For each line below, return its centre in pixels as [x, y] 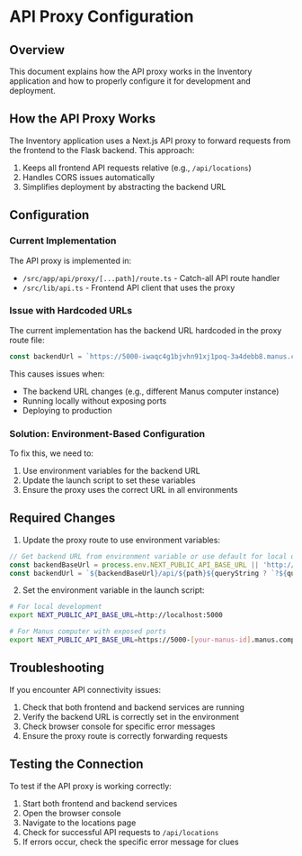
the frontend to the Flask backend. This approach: [102, 150]
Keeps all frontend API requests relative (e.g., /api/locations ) [137, 168]
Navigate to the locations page [79, 823]
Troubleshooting [57, 668]
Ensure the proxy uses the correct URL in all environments [130, 489]
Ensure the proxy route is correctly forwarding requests [125, 735]
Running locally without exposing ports [94, 401]
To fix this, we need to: [52, 453]
